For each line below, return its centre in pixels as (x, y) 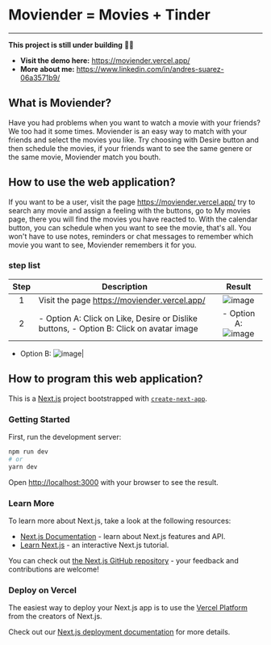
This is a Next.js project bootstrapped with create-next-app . (108, 398)
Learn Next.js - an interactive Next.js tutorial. (94, 545)
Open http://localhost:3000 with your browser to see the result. (114, 482)
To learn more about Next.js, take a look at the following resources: (120, 521)
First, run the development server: (65, 436)
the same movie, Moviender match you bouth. (85, 157)
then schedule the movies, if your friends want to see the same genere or (130, 148)
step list (24, 266)
